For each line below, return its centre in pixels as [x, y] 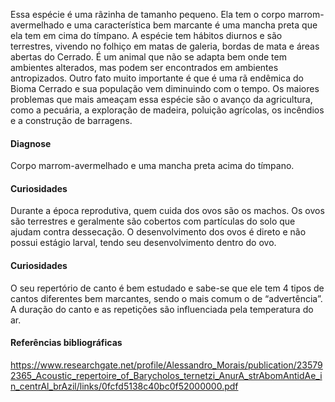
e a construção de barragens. [71, 120]
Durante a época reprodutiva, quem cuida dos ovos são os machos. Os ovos [167, 211]
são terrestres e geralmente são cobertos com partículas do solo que [153, 221]
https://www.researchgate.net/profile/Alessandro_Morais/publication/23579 [166, 365]
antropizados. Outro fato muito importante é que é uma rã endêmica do [157, 78]
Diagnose [31, 143]
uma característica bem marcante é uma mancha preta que [195, 25]
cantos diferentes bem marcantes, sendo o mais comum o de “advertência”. [166, 298]
